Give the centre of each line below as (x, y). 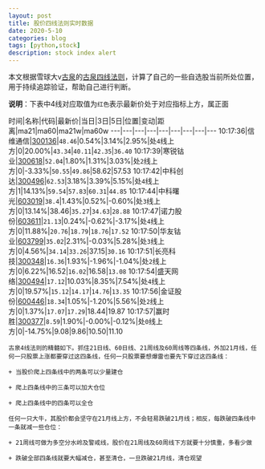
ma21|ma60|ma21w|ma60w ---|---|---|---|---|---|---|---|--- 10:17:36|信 (136, 131)
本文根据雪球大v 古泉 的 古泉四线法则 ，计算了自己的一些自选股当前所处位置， (133, 77)
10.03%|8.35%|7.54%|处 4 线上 (116, 281)
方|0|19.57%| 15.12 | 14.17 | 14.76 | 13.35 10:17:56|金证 (92, 291)
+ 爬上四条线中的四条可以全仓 (51, 403)
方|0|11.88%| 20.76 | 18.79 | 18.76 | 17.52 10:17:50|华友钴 (95, 231)
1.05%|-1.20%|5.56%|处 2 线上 (116, 301)
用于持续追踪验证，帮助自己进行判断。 (71, 87)
